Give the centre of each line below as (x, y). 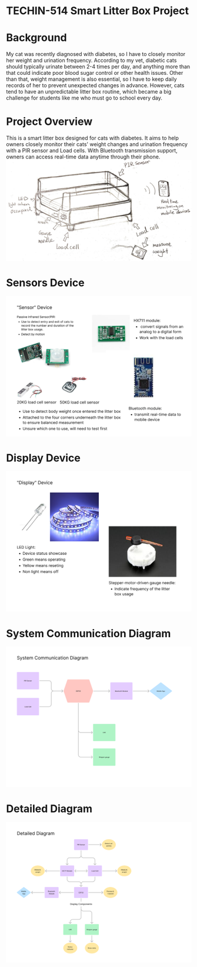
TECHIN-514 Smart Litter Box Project (98, 11)
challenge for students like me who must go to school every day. (84, 98)
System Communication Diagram (89, 633)
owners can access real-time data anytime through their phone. (83, 157)
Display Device (43, 458)
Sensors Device (45, 282)
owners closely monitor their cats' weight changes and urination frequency (97, 144)
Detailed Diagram (49, 809)
